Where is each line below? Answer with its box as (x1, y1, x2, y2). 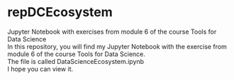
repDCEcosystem (7, 4, 113, 20)
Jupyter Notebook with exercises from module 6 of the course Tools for (7, 27, 217, 36)
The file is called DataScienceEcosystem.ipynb (7, 57, 144, 65)
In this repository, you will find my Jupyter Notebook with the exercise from (7, 42, 227, 51)
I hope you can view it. (7, 65, 74, 73)
